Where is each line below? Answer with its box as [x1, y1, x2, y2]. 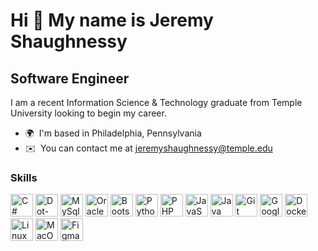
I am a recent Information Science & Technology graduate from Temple [10, 97, 303, 108]
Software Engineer [10, 70, 130, 87]
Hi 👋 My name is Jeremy [10, 9, 214, 32]
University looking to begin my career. [10, 107, 167, 119]
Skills [10, 170, 38, 184]
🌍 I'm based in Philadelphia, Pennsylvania [24, 127, 202, 139]
